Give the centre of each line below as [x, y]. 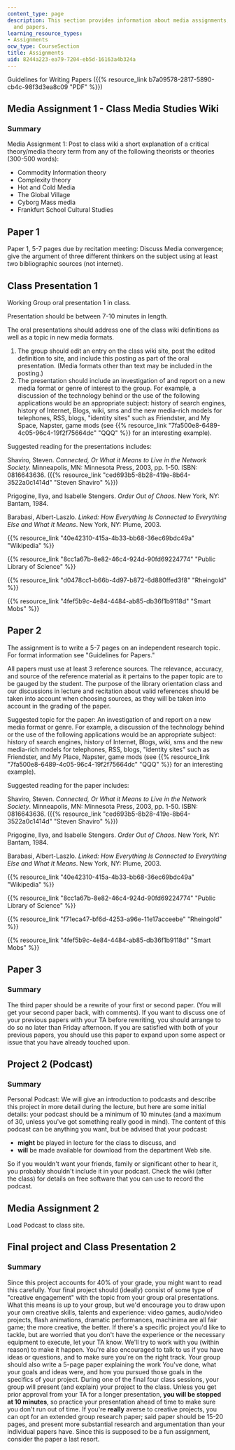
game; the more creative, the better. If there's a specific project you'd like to [117, 1327]
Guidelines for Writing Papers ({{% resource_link [77, 79]
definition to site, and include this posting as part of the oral [103, 358]
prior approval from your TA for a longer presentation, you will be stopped [114, 1394]
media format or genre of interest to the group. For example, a [107, 388]
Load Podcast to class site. [46, 1226]
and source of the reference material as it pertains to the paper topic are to [115, 676]
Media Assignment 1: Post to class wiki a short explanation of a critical [108, 144]
